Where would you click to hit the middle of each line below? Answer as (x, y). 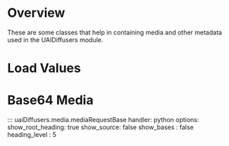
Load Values (44, 68)
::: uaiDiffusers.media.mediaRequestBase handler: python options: (103, 120)
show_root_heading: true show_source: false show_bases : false (100, 127)
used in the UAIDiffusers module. (55, 39)
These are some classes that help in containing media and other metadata (115, 32)
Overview (36, 13)
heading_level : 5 (32, 135)
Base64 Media (50, 100)
